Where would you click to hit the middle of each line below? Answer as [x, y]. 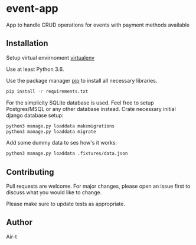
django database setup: [35, 115]
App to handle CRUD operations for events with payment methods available [98, 25]
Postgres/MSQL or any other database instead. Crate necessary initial [91, 109]
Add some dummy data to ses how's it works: [61, 143]
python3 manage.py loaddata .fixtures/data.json [67, 153]
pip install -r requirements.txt [47, 91]
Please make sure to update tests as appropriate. [66, 204]
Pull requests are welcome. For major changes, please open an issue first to [98, 186]
